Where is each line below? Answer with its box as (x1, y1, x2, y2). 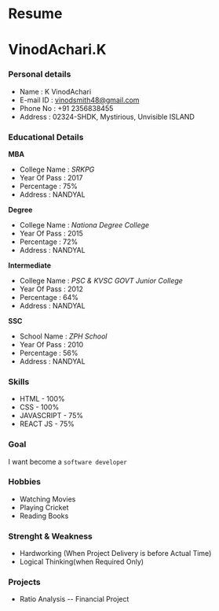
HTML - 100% (19, 394, 65, 404)
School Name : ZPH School (19, 331, 108, 341)
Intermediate (8, 261, 51, 270)
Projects (8, 576, 41, 587)
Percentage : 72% (19, 237, 78, 246)
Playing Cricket (19, 502, 69, 512)
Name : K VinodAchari (19, 87, 92, 96)
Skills (8, 376, 30, 387)
